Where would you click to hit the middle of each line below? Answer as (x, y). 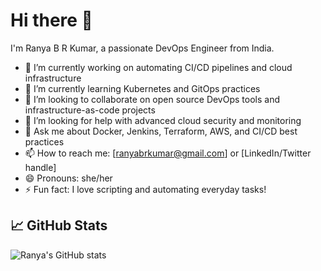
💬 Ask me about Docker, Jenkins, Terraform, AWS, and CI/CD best (161, 131)
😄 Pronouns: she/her (68, 178)
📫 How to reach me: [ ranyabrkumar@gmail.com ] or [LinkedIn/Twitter (168, 153)
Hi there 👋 (51, 20)
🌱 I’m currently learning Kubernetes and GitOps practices (142, 88)
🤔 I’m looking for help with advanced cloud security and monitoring (163, 120)
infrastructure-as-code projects (90, 110)
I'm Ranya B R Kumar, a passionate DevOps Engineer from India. (142, 48)
